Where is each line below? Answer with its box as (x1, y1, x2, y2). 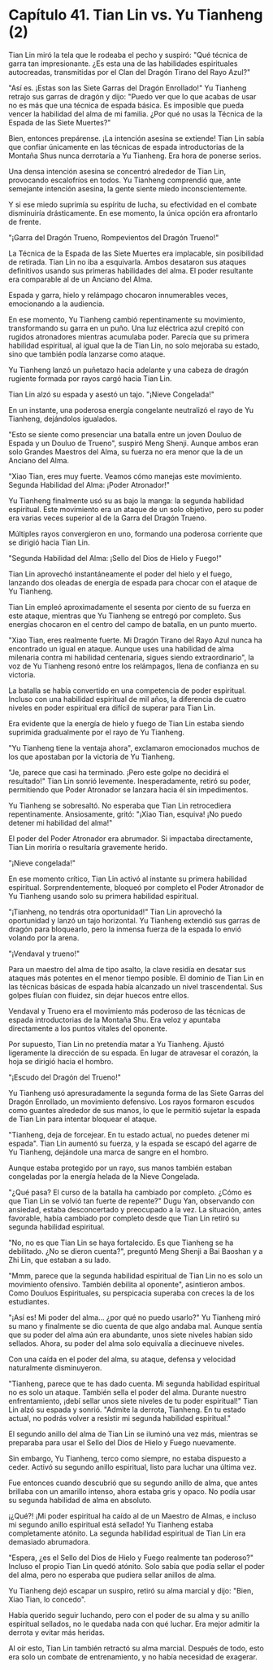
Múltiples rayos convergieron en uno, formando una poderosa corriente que (8, 528, 262, 538)
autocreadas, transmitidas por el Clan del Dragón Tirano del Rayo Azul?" (8, 67, 251, 77)
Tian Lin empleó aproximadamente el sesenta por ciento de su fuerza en (8, 602, 251, 611)
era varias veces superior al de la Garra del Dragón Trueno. (8, 513, 207, 523)
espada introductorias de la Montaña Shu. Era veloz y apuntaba (8, 1015, 221, 1024)
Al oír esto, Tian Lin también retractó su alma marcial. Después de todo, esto (8, 1643, 264, 1653)
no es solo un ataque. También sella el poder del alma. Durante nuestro (8, 1387, 247, 1397)
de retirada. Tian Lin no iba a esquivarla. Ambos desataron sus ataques (8, 256, 246, 266)
